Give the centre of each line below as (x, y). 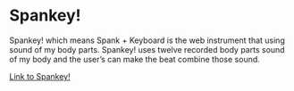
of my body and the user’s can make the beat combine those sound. (135, 59)
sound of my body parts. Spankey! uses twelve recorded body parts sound (147, 49)
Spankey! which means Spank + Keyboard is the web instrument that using (147, 40)
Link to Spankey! (40, 76)
